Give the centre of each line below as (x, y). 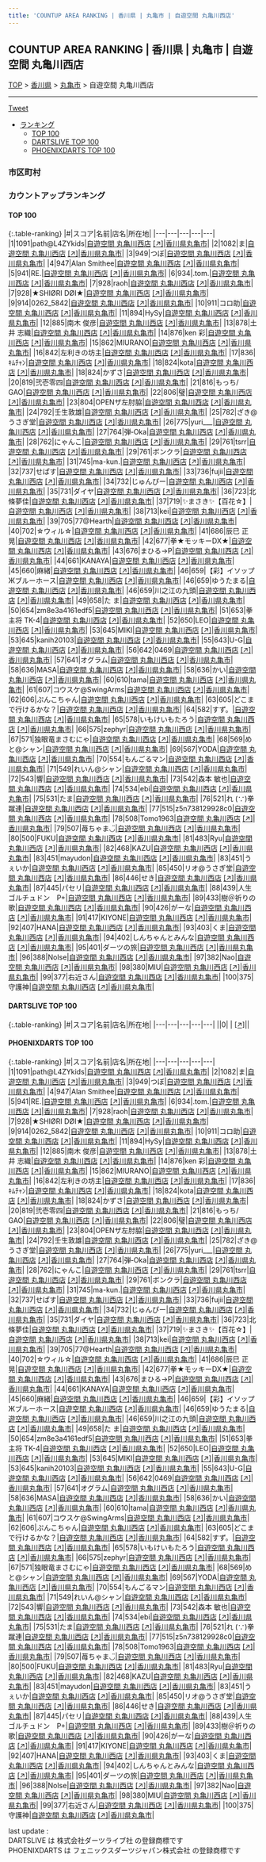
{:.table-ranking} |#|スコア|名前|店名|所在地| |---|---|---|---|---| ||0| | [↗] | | (129, 1025)
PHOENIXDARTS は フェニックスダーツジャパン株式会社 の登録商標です (125, 1850)
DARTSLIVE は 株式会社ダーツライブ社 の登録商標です (96, 1840)
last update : (28, 1831)
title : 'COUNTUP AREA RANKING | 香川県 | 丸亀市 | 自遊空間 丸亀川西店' (122, 15)
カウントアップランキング (57, 196)
